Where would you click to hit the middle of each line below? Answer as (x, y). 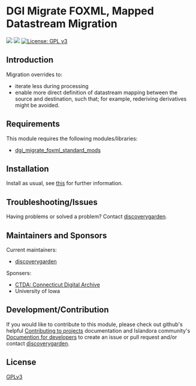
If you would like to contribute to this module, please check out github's (94, 324)
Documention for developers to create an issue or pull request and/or (92, 337)
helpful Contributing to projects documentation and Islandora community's (98, 330)
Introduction (30, 60)
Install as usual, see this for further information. (64, 183)
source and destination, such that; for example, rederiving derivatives (101, 99)
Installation (28, 169)
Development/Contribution (58, 310)
